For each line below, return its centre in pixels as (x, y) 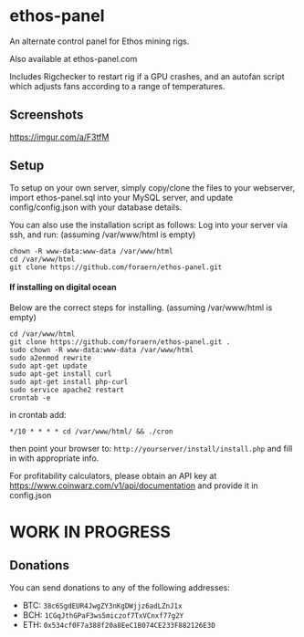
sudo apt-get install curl (61, 374)
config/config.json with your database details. (96, 207)
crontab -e (30, 398)
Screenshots (47, 115)
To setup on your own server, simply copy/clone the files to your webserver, (152, 187)
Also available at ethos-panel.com (73, 58)
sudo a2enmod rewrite (51, 358)
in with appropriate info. (54, 458)
